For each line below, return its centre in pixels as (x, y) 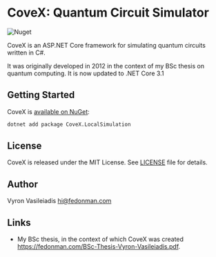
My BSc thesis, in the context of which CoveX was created (100, 239)
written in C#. (27, 53)
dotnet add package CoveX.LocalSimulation (69, 124)
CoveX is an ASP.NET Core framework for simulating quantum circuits (106, 45)
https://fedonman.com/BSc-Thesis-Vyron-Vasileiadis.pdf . (99, 247)
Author (22, 184)
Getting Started (41, 95)
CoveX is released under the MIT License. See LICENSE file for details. (108, 162)
